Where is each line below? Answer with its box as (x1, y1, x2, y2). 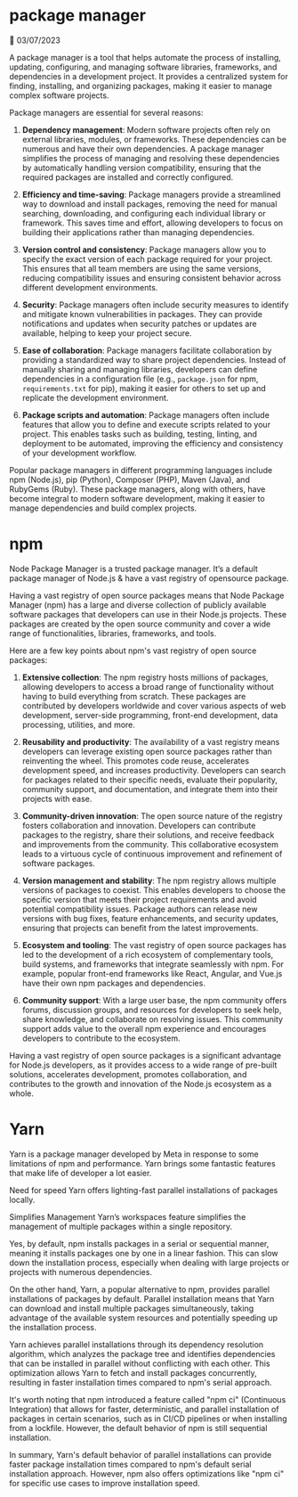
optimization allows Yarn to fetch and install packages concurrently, (9, 1367, 258, 1378)
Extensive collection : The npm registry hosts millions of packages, (21, 672, 269, 683)
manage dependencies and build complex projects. (9, 503, 197, 513)
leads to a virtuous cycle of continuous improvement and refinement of (21, 848, 283, 859)
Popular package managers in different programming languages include (9, 464, 273, 475)
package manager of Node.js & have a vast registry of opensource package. (9, 572, 289, 584)
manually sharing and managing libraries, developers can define (21, 364, 258, 374)
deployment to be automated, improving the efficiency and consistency (21, 438, 284, 448)
